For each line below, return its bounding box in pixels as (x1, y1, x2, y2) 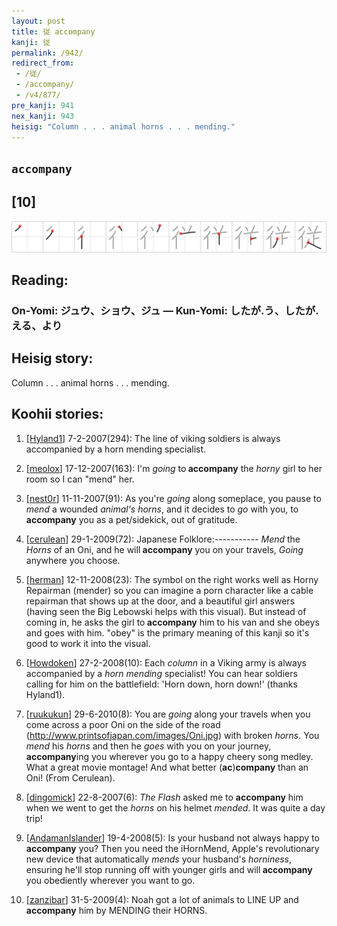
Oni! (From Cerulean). (25, 771, 116, 784)
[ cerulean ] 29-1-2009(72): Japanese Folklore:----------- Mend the (25, 533, 301, 545)
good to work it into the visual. (25, 637, 151, 649)
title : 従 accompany (11, 26, 96, 37)
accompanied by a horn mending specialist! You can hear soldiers (25, 667, 298, 679)
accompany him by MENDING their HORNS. (25, 904, 208, 916)
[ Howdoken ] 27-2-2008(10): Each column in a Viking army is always (25, 656, 307, 669)
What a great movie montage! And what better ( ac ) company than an (25, 761, 309, 773)
